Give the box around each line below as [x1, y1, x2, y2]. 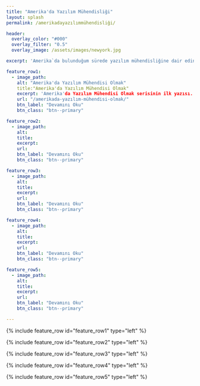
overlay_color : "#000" [11, 36, 68, 42]
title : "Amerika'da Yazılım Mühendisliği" [6, 8, 113, 15]
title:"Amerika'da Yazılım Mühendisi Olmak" [17, 85, 129, 91]
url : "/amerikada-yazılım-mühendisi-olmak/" [17, 96, 129, 102]
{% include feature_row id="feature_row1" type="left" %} [6, 327, 147, 334]
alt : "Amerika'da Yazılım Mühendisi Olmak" [17, 80, 127, 86]
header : [6, 30, 26, 36]
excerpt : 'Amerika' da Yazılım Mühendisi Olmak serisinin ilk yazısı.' [17, 91, 196, 97]
